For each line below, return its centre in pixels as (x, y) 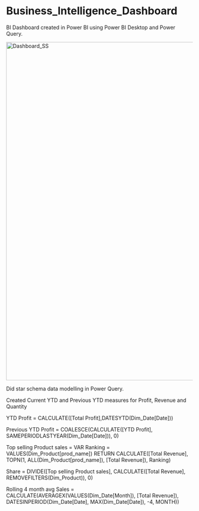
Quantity (17, 406)
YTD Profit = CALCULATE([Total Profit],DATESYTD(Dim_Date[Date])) (90, 418)
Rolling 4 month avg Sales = (40, 489)
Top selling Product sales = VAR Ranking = (58, 447)
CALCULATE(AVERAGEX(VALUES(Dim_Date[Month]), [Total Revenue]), (92, 495)
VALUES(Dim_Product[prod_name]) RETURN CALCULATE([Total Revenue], (97, 453)
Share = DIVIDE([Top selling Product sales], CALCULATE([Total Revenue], (96, 471)
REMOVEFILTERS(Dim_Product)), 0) (50, 477)
